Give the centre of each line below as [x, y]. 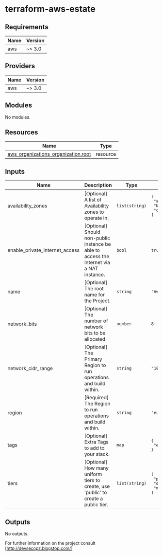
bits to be [95, 333]
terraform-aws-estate [50, 9]
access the [97, 257]
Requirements [27, 27]
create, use [97, 486]
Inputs [15, 171]
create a [94, 499]
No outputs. [17, 534]
